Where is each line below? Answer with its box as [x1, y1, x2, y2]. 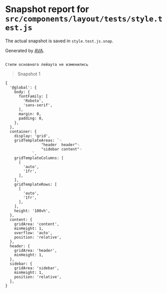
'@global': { [10, 85, 37, 90]
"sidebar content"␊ [41, 147, 83, 152]
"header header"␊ [41, 142, 80, 148]
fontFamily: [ [18, 94, 49, 99]
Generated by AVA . [5, 47, 45, 53]
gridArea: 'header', [14, 248, 57, 253]
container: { [10, 129, 37, 134]
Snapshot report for [5, 4, 89, 15]
